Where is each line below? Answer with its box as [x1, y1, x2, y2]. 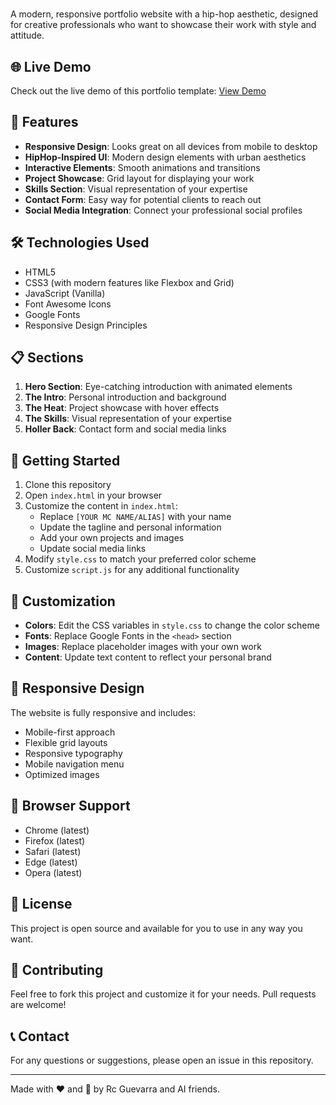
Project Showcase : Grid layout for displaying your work [24, 172, 255, 184]
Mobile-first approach [24, 726, 116, 738]
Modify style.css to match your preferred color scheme [24, 553, 257, 565]
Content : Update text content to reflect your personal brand [24, 651, 272, 663]
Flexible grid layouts [24, 736, 108, 748]
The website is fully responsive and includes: [10, 706, 196, 718]
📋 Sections [10, 349, 84, 367]
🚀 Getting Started [10, 452, 121, 469]
